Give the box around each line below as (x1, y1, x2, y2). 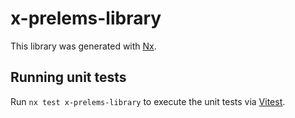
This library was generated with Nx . (10, 40, 157, 52)
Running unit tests (10, 69, 127, 86)
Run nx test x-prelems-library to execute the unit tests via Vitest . (10, 95, 286, 107)
